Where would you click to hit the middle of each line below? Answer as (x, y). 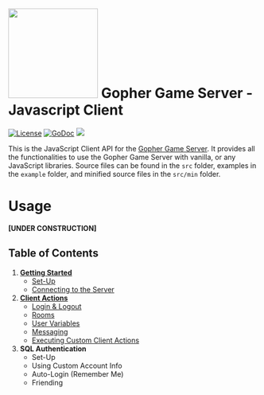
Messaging (50, 331)
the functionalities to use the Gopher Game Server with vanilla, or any (122, 157)
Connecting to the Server (73, 289)
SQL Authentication (53, 348)
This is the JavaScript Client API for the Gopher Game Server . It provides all (132, 148)
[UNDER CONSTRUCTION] (52, 228)
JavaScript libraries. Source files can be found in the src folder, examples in (132, 165)
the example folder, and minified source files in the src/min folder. (115, 174)
